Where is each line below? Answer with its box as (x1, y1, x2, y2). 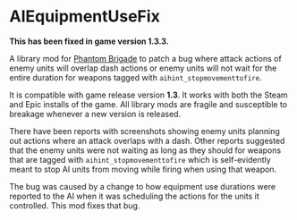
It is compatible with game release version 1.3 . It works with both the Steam (9, 89, 288, 100)
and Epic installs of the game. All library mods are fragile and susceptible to (9, 98, 288, 109)
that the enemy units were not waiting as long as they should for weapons (9, 145, 282, 156)
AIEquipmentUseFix (9, 6, 161, 27)
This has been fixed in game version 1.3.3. (9, 36, 169, 47)
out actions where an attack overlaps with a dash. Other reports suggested (9, 135, 285, 146)
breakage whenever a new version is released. (9, 108, 182, 119)
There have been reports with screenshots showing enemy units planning (9, 125, 280, 136)
